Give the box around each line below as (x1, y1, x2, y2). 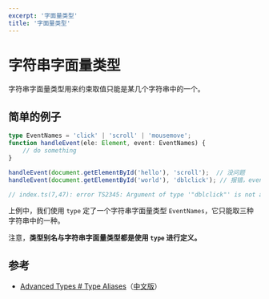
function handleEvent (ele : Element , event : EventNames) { (8, 139, 206, 147)
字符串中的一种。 (8, 216, 65, 225)
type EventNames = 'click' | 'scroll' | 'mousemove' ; (8, 131, 192, 140)
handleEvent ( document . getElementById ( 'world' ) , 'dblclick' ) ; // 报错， (8, 176, 249, 184)
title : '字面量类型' (8, 19, 70, 27)
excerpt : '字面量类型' (8, 11, 78, 20)
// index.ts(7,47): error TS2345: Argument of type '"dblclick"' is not (8, 190, 256, 199)
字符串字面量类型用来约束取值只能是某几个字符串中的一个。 (8, 84, 205, 94)
